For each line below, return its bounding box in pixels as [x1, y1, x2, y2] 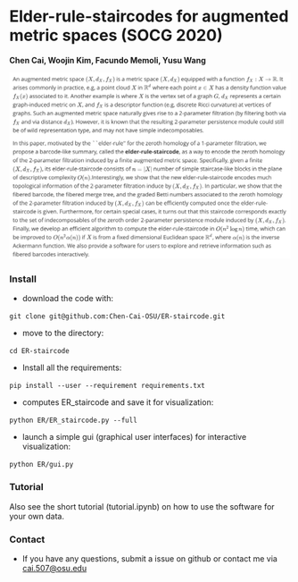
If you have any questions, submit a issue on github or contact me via [21, 553, 278, 564]
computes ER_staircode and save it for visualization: [21, 397, 214, 408]
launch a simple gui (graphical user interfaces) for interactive [21, 432, 247, 443]
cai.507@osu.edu [21, 563, 87, 574]
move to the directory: [21, 328, 104, 339]
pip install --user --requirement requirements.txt [9, 382, 205, 391]
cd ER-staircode [9, 347, 70, 356]
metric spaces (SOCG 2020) [9, 25, 223, 46]
